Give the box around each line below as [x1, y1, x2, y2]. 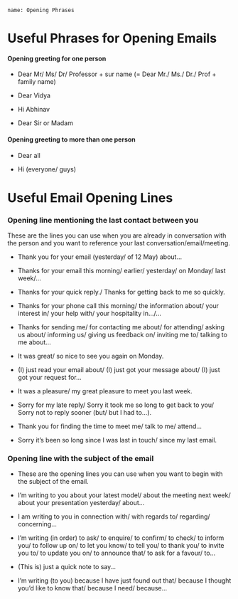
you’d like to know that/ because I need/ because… [17, 584, 168, 593]
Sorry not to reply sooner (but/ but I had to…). [17, 408, 152, 417]
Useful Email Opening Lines [7, 189, 173, 206]
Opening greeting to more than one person [7, 135, 136, 144]
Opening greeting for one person [7, 54, 107, 63]
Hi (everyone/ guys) [17, 164, 77, 174]
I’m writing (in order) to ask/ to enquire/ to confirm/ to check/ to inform [17, 534, 225, 542]
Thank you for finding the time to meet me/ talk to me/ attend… [17, 422, 202, 430]
